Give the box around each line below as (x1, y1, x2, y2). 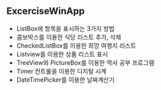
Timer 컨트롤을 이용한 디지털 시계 (16, 67, 107, 75)
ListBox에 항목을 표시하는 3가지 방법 (16, 24, 115, 33)
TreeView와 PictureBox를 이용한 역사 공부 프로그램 (16, 58, 155, 67)
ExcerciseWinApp (6, 5, 85, 17)
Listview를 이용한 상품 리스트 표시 (16, 50, 108, 58)
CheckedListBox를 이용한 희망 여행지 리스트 (16, 41, 137, 50)
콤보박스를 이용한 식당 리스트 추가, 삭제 (16, 33, 122, 41)
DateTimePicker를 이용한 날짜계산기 (16, 75, 115, 84)
